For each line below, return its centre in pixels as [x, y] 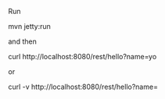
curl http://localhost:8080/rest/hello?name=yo [82, 57]
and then [22, 41]
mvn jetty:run [29, 26]
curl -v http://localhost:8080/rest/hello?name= [83, 87]
